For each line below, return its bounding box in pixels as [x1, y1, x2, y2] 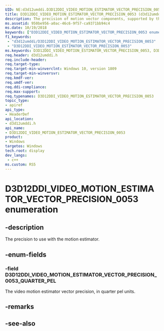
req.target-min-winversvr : [5, 71, 60, 76]
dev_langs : [5, 153, 27, 158]
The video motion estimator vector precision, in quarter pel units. [5, 288, 136, 294]
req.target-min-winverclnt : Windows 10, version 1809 [5, 67, 117, 71]
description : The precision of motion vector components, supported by [5, 16, 154, 21]
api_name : [5, 125, 25, 130]
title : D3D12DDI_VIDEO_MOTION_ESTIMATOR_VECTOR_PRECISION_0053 [5, 12, 137, 17]
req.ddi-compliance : [5, 84, 47, 90]
